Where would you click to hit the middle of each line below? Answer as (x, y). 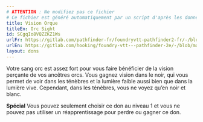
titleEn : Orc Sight (31, 29)
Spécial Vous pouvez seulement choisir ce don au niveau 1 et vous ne (93, 106)
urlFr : (14, 40)
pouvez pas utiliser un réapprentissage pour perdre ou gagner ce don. (94, 112)
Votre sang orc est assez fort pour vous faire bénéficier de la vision (90, 68)
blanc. (14, 94)
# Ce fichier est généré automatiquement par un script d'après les (94, 18)
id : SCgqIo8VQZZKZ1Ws (34, 34)
